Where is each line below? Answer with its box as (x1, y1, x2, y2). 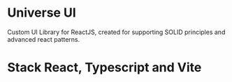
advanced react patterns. (7, 35, 80, 43)
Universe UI (7, 5, 77, 21)
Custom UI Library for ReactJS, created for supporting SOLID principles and (7, 28, 226, 36)
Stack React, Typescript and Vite (7, 60, 202, 76)
